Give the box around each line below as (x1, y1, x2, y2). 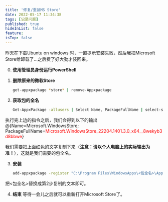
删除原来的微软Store (12, 77, 55, 83)
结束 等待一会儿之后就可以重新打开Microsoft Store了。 (12, 191, 125, 197)
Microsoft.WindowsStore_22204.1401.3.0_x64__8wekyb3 (45, 128, 162, 134)
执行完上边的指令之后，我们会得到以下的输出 (5, 117, 98, 123)
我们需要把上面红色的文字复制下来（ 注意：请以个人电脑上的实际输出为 (5, 144, 150, 150)
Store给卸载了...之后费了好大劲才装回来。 (5, 56, 91, 62)
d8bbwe (5, 133, 23, 139)
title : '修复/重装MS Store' (5, 7, 61, 13)
